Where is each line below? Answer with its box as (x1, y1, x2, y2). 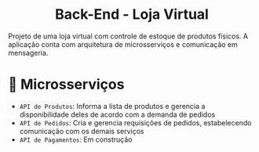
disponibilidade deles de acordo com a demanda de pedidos (19, 110, 216, 119)
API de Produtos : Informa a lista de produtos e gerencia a (19, 101, 206, 110)
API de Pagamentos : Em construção (19, 135, 133, 144)
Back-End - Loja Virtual (54, 5, 210, 24)
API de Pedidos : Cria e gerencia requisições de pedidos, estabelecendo (19, 118, 252, 127)
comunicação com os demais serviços (19, 126, 144, 136)
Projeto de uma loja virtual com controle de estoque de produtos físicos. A (8, 31, 249, 41)
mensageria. (8, 48, 49, 57)
